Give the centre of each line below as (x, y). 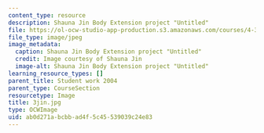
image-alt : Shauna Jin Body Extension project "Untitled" (112, 66)
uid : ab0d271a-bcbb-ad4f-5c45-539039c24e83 (81, 117)
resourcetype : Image (42, 95)
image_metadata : (35, 45)
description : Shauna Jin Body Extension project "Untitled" (109, 23)
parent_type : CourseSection (54, 88)
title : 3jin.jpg (35, 102)
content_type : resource (47, 15)
